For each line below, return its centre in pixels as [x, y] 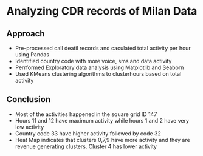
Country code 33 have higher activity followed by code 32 [88, 133]
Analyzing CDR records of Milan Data [102, 11]
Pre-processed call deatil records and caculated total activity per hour [103, 48]
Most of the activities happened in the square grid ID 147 [86, 114]
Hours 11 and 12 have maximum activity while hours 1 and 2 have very [102, 120]
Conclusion [29, 99]
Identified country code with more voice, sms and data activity [93, 61]
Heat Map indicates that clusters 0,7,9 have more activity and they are [102, 140]
